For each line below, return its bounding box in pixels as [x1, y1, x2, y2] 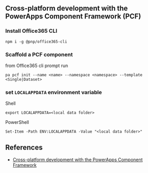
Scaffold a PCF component [5, 51, 73, 58]
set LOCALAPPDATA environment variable [5, 89, 102, 96]
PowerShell [5, 119, 29, 125]
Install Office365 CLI [5, 28, 58, 35]
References [5, 143, 43, 152]
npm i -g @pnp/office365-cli [5, 39, 67, 44]
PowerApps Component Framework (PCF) [5, 12, 141, 21]
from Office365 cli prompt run [5, 62, 68, 69]
